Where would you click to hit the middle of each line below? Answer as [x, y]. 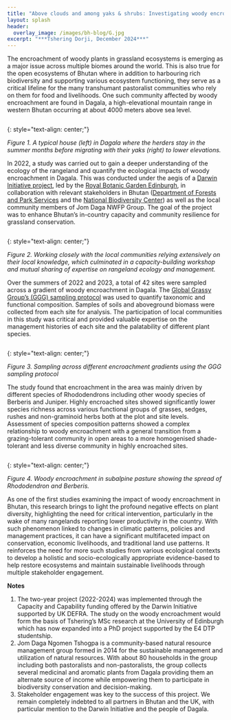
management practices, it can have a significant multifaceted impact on [108, 536]
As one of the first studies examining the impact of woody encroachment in [114, 500]
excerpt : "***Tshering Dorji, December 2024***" [78, 39]
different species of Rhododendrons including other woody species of [107, 395]
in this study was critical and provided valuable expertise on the [97, 319]
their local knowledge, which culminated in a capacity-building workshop [111, 262]
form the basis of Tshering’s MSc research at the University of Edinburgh [120, 621]
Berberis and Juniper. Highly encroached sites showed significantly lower [111, 402]
